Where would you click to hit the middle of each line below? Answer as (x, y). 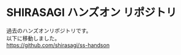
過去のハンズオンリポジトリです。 (49, 31)
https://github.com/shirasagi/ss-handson (58, 45)
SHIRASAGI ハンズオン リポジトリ (92, 13)
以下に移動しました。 (33, 38)
